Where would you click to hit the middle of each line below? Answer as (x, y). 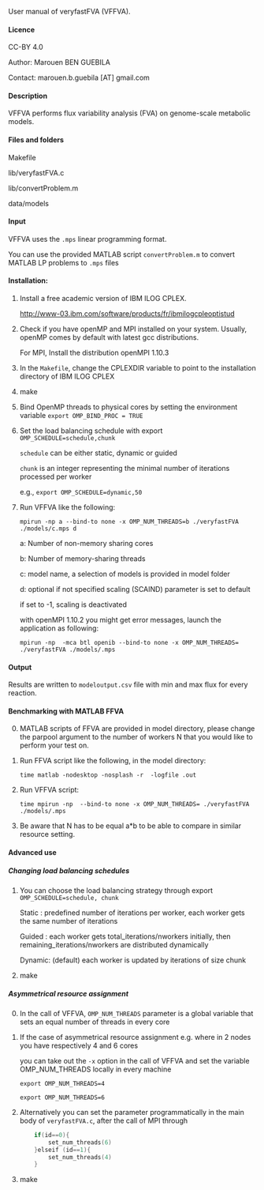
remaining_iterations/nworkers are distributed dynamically (114, 944)
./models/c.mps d (48, 529)
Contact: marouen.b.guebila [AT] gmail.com (79, 77)
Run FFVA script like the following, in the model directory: (113, 761)
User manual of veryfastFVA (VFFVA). (70, 11)
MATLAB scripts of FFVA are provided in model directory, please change (137, 729)
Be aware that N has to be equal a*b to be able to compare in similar (130, 826)
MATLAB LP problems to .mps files (64, 262)
